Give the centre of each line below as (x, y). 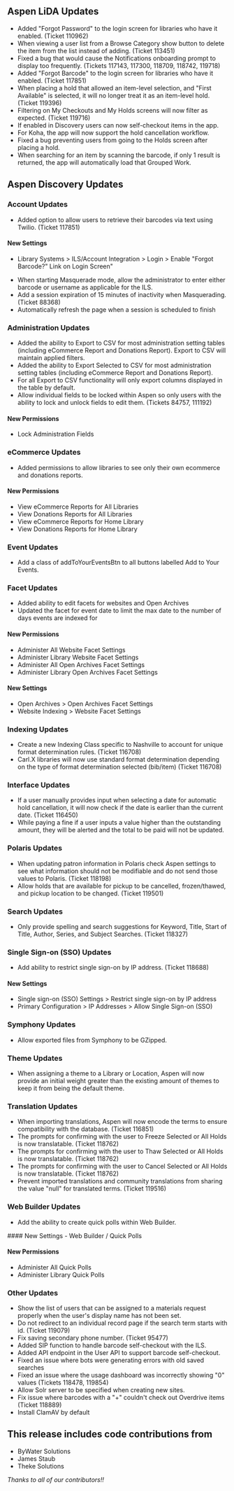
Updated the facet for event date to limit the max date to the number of (119, 611)
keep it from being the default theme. (71, 1088)
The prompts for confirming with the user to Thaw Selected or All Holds (120, 1151)
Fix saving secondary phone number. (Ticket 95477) (93, 1338)
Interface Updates (39, 785)
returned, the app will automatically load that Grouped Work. (104, 162)
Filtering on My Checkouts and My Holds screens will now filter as (112, 110)
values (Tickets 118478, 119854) (63, 1382)
